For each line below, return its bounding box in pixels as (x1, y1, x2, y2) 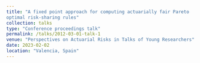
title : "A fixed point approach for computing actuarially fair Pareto (6, 8, 189, 15)
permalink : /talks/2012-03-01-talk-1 (6, 31, 101, 37)
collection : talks (6, 20, 52, 26)
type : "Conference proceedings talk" (6, 25, 101, 32)
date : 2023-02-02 (6, 43, 50, 49)
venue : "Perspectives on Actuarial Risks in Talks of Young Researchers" (6, 37, 195, 43)
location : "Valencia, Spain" (6, 48, 79, 54)
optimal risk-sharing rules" (6, 14, 79, 20)
